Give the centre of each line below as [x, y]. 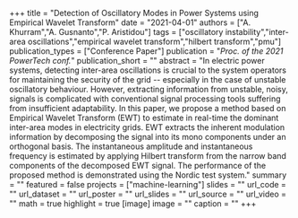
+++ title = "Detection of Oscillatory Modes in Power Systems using [134, 13]
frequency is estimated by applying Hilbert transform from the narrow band [148, 156]
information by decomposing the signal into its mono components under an [148, 137]
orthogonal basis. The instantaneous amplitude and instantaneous [131, 146]
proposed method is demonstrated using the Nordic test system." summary [148, 175]
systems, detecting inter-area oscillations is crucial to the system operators [148, 70]
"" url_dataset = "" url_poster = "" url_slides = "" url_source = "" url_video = [148, 194]
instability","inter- [257, 32]
